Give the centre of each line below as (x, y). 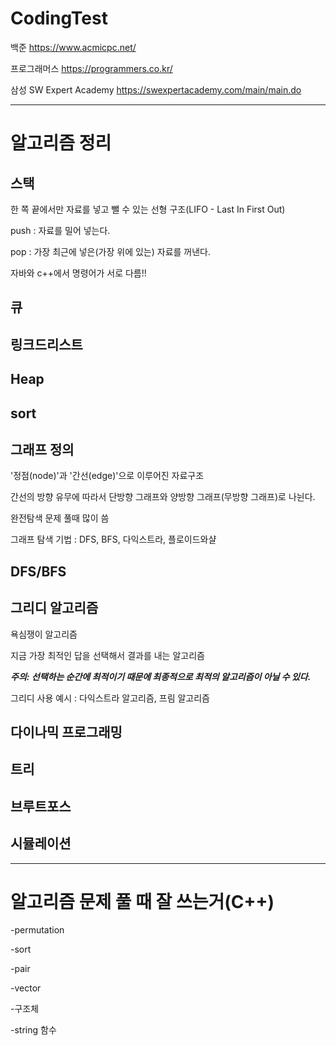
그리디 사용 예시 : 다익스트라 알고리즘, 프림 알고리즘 (110, 698)
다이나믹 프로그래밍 (66, 732)
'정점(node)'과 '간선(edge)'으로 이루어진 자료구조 (107, 476)
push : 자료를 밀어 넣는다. (60, 230)
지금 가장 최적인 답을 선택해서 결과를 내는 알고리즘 (107, 655)
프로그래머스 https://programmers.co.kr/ (91, 68)
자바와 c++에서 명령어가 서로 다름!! (78, 273)
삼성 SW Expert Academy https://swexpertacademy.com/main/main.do (156, 89)
